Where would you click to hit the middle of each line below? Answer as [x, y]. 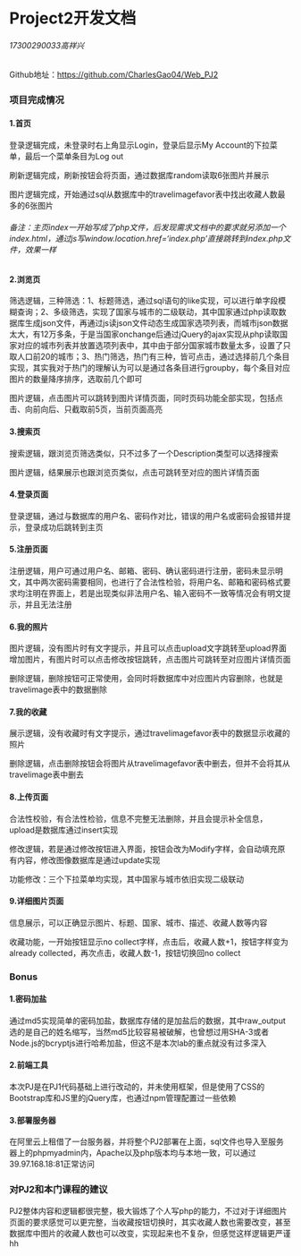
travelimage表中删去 [46, 774]
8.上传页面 [29, 797]
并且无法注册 [48, 604]
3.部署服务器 [33, 1120]
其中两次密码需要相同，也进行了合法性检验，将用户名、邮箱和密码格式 [154, 582]
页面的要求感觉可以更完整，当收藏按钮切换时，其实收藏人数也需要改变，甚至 [150, 1222]
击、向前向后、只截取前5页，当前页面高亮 [86, 409]
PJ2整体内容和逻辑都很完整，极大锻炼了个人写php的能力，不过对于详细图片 [148, 1210]
